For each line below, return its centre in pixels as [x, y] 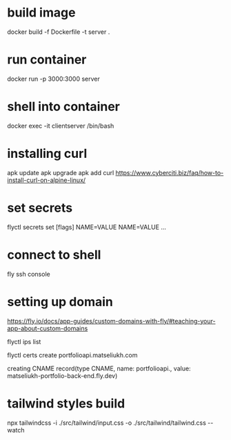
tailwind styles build [66, 403]
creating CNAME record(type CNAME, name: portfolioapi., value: [99, 368]
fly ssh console [29, 274]
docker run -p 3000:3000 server [53, 79]
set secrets [40, 208]
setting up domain [60, 302]
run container [47, 60]
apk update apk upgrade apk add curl [61, 172]
